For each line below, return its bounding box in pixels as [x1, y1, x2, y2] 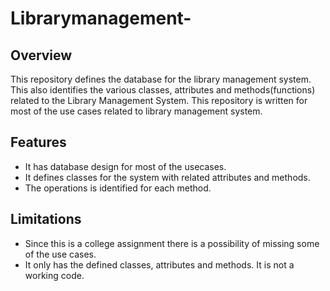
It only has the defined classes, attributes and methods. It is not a [24, 258, 295, 271]
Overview [10, 47, 73, 64]
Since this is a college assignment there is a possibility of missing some [24, 237, 320, 249]
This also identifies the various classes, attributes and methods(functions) [10, 84, 316, 96]
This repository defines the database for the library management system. [10, 73, 312, 85]
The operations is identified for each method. [24, 182, 212, 194]
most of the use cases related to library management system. [10, 105, 263, 117]
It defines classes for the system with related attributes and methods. [24, 171, 311, 183]
